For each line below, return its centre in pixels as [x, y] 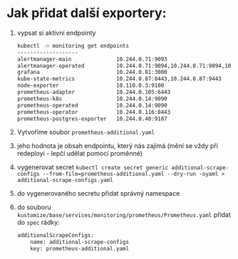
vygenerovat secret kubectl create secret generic [93, 167]
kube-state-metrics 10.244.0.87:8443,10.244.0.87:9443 [119, 79]
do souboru [34, 207]
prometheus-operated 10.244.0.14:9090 [92, 105]
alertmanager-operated [51, 65]
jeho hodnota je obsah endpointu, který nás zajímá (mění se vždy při [118, 146]
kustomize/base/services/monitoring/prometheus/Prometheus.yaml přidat [124, 215]
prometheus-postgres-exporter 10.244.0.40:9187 [92, 119]
